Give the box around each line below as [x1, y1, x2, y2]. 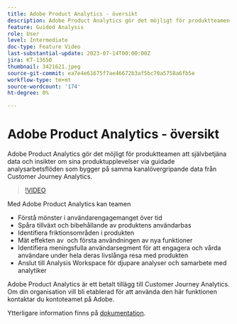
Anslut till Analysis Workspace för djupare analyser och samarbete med [17, 259, 227, 267]
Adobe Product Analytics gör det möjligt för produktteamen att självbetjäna [7, 150, 227, 158]
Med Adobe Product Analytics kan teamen [7, 200, 131, 208]
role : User [7, 30, 40, 38]
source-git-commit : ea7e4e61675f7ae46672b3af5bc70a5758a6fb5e [7, 69, 195, 77]
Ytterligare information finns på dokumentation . [7, 309, 146, 318]
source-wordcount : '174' [7, 83, 81, 90]
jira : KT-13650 [7, 57, 53, 64]
